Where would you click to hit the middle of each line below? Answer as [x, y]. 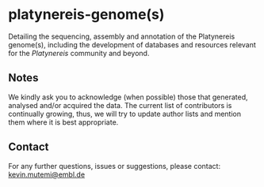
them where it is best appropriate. [63, 122]
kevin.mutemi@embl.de [47, 174]
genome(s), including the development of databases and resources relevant [132, 44]
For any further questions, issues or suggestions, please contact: [114, 166]
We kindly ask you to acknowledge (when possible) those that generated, [128, 97]
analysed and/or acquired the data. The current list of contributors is [120, 105]
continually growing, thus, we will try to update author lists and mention [125, 114]
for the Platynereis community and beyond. [79, 53]
